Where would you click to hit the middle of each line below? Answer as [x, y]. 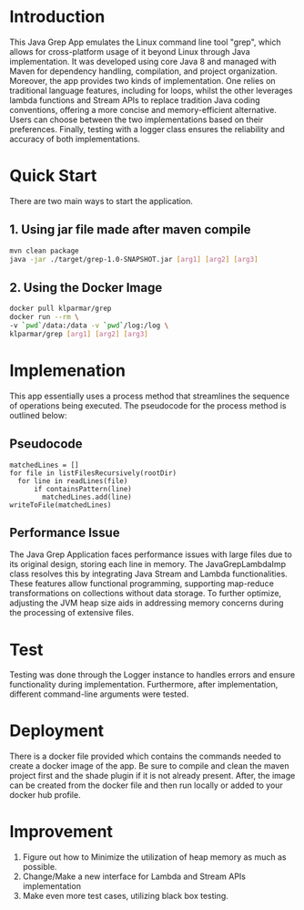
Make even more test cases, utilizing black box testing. [126, 896]
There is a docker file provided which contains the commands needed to [146, 756]
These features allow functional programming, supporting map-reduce [142, 584]
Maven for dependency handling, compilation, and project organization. [143, 71]
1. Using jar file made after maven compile [130, 230]
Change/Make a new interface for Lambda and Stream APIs [134, 876]
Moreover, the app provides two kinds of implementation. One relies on [142, 80]
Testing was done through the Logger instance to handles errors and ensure [152, 675]
